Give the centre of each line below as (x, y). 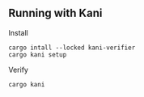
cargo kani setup (38, 55)
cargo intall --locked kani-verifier (72, 48)
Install (18, 32)
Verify (18, 70)
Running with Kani (55, 13)
